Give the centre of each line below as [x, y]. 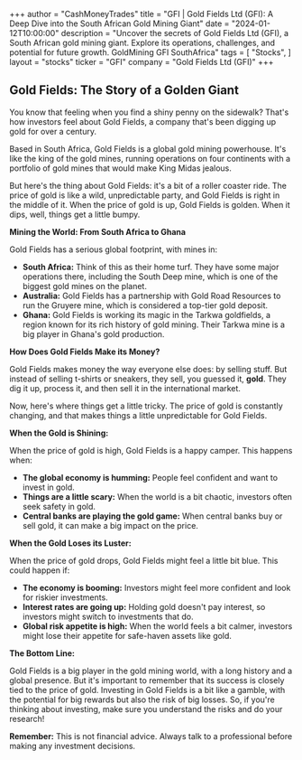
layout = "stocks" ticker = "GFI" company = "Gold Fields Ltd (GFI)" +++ [142, 62]
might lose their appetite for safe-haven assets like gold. [127, 635]
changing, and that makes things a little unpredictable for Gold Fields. [138, 415]
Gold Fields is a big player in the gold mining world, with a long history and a [151, 671]
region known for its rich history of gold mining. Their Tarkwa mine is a [154, 324]
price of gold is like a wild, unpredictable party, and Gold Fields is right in [145, 195]
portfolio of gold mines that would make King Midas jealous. [121, 168]
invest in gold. [48, 487]
